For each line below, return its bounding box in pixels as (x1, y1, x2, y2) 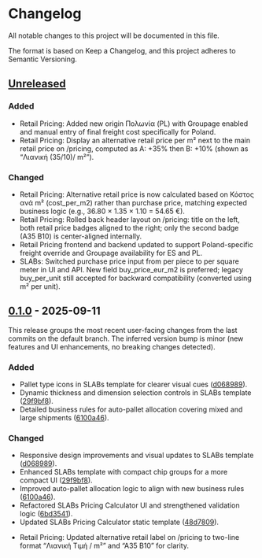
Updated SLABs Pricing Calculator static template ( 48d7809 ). (19, 517, 219, 527)
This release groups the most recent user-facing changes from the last (8, 325, 238, 334)
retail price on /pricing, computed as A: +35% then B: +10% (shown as (19, 143, 249, 153)
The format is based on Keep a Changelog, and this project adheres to (8, 46, 236, 55)
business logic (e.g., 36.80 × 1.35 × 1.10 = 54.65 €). (19, 206, 185, 216)
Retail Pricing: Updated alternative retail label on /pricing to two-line (19, 533, 240, 542)
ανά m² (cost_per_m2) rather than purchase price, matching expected (19, 198, 248, 207)
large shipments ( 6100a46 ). (19, 413, 109, 423)
